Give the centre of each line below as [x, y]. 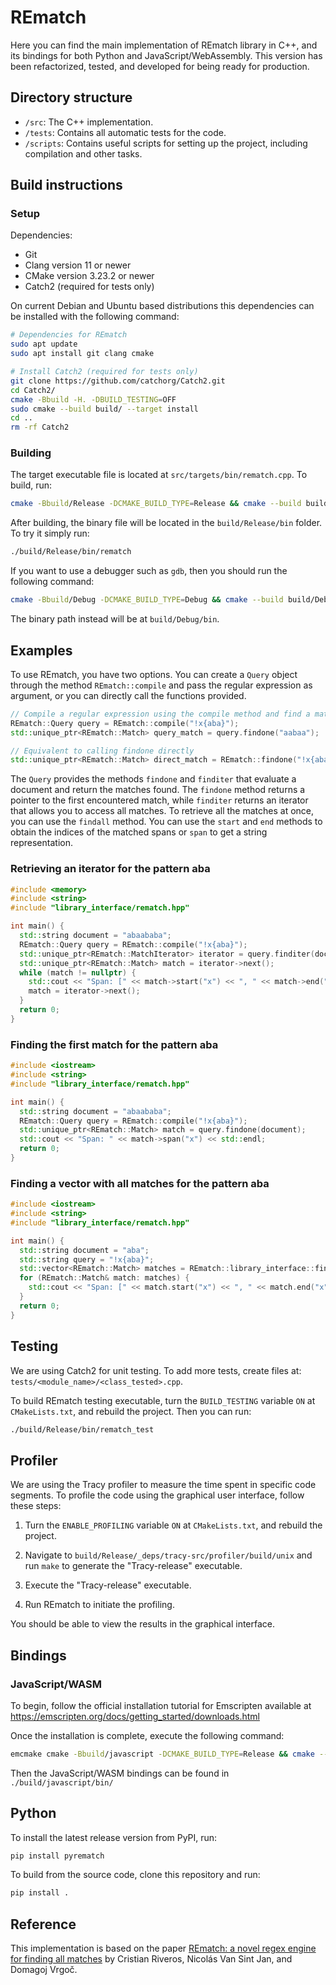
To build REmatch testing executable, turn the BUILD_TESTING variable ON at [163, 1400]
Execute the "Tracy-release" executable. [108, 1585]
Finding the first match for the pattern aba [114, 1044]
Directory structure [71, 97]
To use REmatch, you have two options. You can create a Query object [154, 674]
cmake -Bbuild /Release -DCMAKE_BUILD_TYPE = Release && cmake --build [156, 504]
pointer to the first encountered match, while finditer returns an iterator [159, 800]
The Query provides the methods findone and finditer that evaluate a [153, 779]
